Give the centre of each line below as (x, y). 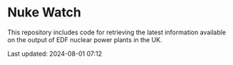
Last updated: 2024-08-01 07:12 (55, 54)
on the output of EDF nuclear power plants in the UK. (85, 39)
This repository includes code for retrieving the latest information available (117, 32)
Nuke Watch (45, 12)
